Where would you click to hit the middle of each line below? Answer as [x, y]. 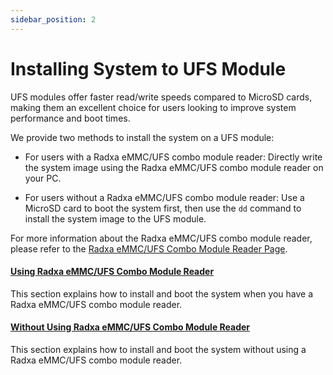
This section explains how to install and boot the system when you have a [162, 293]
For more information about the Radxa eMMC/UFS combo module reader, [161, 238]
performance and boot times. [70, 118]
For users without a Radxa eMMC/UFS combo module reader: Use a [164, 197]
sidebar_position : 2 [53, 19]
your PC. [43, 178]
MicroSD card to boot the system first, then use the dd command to [163, 208]
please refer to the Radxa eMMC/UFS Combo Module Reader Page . [149, 248]
